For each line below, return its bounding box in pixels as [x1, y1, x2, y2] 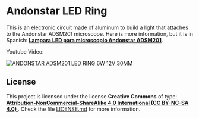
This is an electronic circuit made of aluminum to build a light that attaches [6, 24, 188, 31]
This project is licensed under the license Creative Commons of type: [6, 92, 177, 100]
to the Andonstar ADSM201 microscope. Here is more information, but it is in [6, 30, 193, 37]
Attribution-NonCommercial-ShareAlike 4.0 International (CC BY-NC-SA [6, 99, 189, 106]
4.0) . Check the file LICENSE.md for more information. [6, 105, 141, 113]
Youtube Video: [6, 48, 44, 55]
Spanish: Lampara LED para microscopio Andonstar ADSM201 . [6, 36, 163, 44]
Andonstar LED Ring [6, 4, 108, 18]
